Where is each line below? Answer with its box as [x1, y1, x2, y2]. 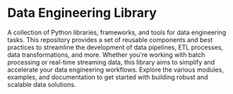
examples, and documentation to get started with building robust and [7, 72, 208, 81]
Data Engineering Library [7, 5, 157, 21]
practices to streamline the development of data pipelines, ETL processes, [7, 43, 224, 51]
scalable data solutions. [7, 80, 76, 88]
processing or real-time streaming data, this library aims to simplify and [7, 58, 215, 66]
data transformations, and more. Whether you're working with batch [7, 51, 205, 59]
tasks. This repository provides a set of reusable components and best [7, 35, 213, 43]
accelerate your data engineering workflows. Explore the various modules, [7, 65, 224, 74]
